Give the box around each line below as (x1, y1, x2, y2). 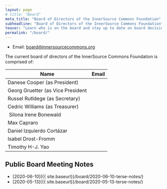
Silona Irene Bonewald (9, 111, 61, 118)
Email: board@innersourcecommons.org (12, 44, 95, 50)
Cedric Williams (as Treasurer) (7, 103, 79, 110)
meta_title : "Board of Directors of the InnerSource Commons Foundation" (5, 16, 162, 21)
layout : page (5, 7, 32, 12)
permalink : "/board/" (5, 30, 50, 35)
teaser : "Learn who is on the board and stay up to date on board (5, 26, 146, 31)
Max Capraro (7, 120, 38, 126)
